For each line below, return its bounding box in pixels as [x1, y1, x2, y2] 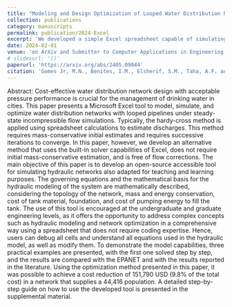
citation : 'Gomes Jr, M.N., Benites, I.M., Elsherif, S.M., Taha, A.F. [7, 68, 217, 75]
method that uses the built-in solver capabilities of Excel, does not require [7, 146, 217, 154]
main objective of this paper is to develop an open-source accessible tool [7, 160, 216, 168]
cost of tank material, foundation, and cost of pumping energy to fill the [7, 197, 211, 205]
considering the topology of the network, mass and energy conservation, [7, 189, 215, 197]
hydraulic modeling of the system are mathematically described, [7, 182, 190, 190]
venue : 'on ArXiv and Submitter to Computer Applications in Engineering [7, 49, 224, 56]
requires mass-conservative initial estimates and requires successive [7, 130, 204, 139]
